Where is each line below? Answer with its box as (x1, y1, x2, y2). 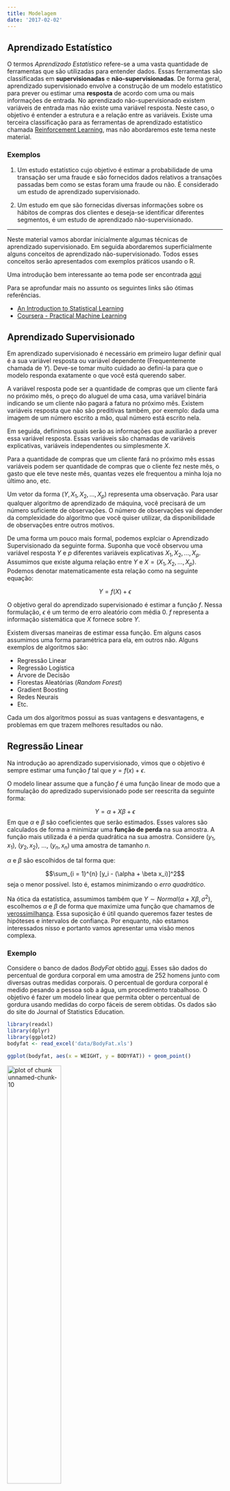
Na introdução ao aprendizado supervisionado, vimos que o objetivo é (7, 759, 205, 767)
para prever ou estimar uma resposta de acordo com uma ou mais (7, 89, 195, 97)
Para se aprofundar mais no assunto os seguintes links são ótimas (7, 283, 194, 292)
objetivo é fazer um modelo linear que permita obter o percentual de (7, 993, 200, 1002)
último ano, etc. (7, 477, 51, 485)
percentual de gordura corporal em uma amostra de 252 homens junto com (7, 972, 220, 980)
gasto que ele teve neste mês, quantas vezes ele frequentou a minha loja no (7, 469, 222, 478)
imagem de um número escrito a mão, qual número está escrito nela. (7, 414, 201, 422)
